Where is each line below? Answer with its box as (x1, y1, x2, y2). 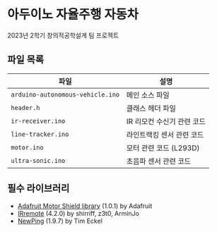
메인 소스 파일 (126, 90, 170, 99)
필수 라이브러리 (7, 183, 70, 195)
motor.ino (11, 143, 44, 152)
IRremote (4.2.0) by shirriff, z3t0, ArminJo (17, 209, 140, 217)
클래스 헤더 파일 (126, 103, 177, 113)
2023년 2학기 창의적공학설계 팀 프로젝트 (7, 31, 119, 39)
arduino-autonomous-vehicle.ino (11, 90, 120, 99)
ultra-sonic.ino (11, 157, 66, 164)
